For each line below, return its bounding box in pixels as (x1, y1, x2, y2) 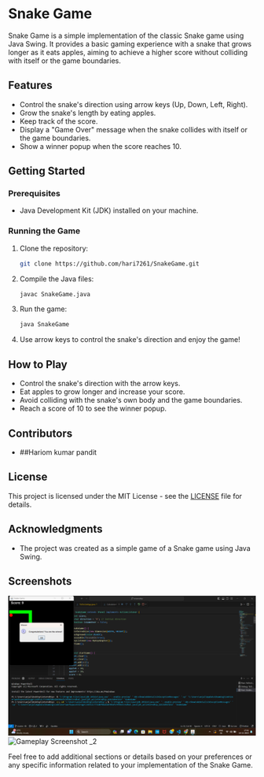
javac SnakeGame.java (19, 290, 90, 298)
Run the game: (19, 304, 68, 314)
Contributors (8, 426, 73, 440)
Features (8, 79, 53, 92)
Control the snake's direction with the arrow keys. (19, 379, 181, 388)
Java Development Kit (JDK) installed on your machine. (19, 206, 199, 215)
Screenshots (8, 574, 72, 588)
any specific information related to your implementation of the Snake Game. (8, 760, 253, 769)
